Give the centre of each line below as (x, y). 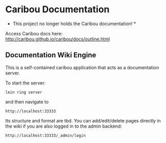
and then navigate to (27, 101)
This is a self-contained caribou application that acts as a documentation (82, 67)
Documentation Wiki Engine (51, 55)
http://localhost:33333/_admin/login (46, 135)
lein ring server (24, 92)
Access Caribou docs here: (34, 33)
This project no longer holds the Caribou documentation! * (74, 24)
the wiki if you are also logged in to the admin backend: (64, 126)
